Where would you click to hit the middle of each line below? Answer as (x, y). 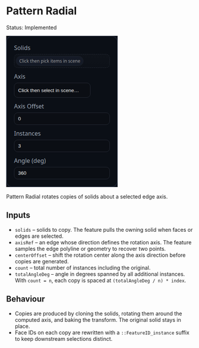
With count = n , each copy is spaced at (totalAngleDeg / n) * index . (100, 280)
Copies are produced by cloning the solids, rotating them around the (98, 313)
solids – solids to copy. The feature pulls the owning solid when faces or (104, 229)
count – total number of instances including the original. (83, 268)
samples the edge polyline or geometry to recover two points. (90, 248)
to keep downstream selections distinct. (64, 338)
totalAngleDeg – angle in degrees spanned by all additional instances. (100, 274)
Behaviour (26, 299)
